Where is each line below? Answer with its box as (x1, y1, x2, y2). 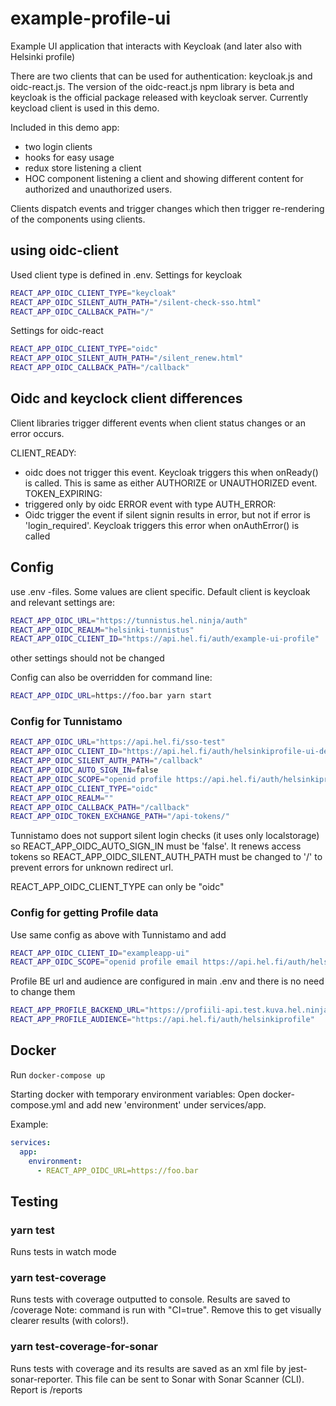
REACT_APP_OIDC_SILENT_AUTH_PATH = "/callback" (10, 756, 203, 766)
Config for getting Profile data (10, 906, 159, 920)
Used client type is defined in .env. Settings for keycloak (10, 268, 243, 281)
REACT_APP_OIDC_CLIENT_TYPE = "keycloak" (10, 288, 177, 298)
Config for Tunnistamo (10, 715, 123, 729)
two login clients (24, 140, 93, 152)
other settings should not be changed (10, 652, 165, 664)
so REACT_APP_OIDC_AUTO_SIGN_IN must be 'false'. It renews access (10, 840, 302, 852)
